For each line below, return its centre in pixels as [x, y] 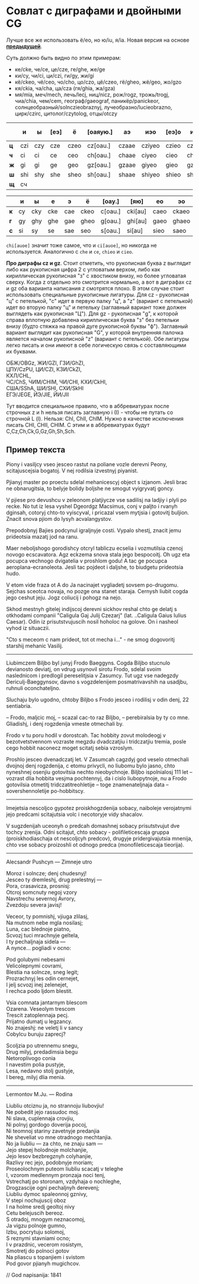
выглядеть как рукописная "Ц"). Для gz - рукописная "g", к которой [92, 314]
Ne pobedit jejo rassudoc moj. [43, 1112]
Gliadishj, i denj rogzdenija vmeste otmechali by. [65, 723]
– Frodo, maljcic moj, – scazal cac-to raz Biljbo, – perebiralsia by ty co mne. [98, 717]
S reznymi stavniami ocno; [38, 1238]
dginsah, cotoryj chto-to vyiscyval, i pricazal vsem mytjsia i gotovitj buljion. [98, 513]
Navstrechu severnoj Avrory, [41, 899]
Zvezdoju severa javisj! [34, 905]
